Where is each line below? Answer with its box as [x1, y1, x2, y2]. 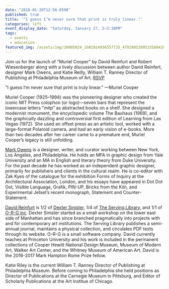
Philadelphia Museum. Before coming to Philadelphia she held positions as [5, 267, 159, 273]
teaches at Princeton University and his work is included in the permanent [5, 236, 158, 242]
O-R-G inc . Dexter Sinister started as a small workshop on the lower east [5, 210, 156, 216]
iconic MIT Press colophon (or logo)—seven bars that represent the [5, 99, 145, 106]
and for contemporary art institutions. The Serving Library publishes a [5, 220, 150, 226]
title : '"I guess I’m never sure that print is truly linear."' [5, 17, 143, 22]
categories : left [5, 21, 42, 27]
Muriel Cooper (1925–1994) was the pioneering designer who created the [5, 94, 157, 100]
